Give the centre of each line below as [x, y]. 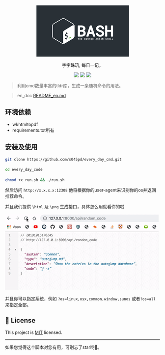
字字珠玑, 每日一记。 [82, 65]
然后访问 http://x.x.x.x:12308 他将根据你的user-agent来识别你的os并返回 [81, 190]
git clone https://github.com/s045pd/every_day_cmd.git [63, 159]
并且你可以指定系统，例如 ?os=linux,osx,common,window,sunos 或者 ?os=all [81, 299]
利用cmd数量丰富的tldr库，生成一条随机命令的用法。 [70, 86]
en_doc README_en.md [41, 96]
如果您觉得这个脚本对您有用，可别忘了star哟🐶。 [54, 347]
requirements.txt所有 [33, 130]
